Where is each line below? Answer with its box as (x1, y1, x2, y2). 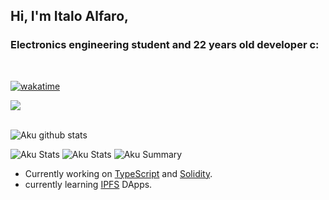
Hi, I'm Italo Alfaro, (10, 8, 130, 25)
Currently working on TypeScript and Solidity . (24, 167, 213, 179)
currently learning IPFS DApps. (24, 178, 153, 190)
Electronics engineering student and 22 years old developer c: (10, 38, 320, 52)
